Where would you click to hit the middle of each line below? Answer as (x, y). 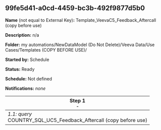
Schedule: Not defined (29, 78)
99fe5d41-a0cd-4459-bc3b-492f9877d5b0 (75, 8)
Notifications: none (25, 88)
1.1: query (20, 114)
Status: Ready (20, 69)
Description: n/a (22, 35)
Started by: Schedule (27, 60)
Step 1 (77, 100)
